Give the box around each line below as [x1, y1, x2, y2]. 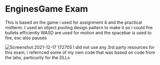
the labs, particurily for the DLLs [5, 54, 70, 60]
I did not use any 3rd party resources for [73, 44, 155, 50]
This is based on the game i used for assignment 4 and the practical [5, 19, 142, 25]
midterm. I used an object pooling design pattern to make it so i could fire [5, 24, 153, 30]
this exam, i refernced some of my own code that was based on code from [5, 49, 156, 55]
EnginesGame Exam [5, 3, 88, 15]
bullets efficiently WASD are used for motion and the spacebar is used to [5, 30, 152, 35]
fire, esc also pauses [5, 35, 47, 41]
